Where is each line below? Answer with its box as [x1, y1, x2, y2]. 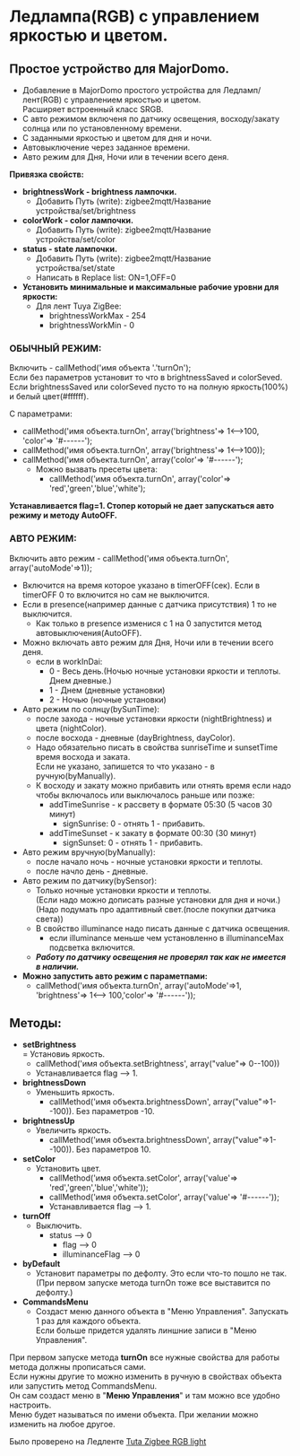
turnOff [21, 1211, 51, 1222]
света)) [35, 913, 64, 924]
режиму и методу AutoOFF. [9, 510, 118, 521]
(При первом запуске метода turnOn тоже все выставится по [35, 1277, 271, 1288]
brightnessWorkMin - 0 [48, 320, 135, 330]
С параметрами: [9, 408, 73, 419]
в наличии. [35, 961, 80, 972]
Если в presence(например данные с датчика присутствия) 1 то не [21, 598, 278, 609]
